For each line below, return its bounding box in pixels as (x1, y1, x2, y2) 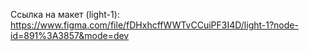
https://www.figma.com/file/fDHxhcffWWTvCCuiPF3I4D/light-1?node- (10, 19, 299, 31)
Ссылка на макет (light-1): (10, 9, 120, 20)
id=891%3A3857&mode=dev (10, 30, 130, 41)
